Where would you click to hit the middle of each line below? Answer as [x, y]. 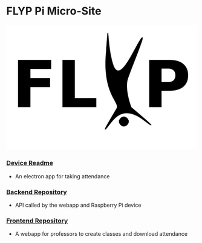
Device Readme [30, 163]
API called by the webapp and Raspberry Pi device [78, 205]
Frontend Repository [37, 221]
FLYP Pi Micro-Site [54, 11]
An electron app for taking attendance [62, 176]
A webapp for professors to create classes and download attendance [101, 234]
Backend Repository [37, 192]
